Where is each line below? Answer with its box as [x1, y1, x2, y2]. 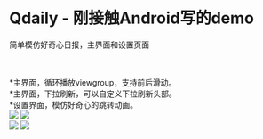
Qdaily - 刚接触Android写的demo [9, 8, 255, 29]
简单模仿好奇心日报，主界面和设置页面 [9, 39, 149, 50]
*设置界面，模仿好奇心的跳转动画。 [9, 99, 139, 110]
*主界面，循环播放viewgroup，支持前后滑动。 [9, 77, 177, 87]
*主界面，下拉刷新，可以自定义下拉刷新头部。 [9, 88, 178, 99]
